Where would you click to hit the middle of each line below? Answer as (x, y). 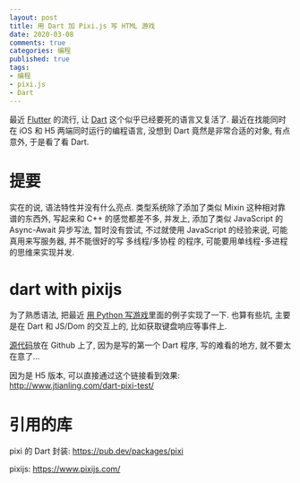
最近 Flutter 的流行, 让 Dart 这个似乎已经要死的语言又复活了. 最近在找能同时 (148, 119)
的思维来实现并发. (42, 253)
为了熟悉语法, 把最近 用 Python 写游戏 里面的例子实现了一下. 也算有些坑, (141, 315)
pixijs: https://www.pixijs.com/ (65, 469)
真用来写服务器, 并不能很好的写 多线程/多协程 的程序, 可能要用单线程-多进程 (149, 241)
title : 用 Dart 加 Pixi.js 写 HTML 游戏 (82, 26)
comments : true (38, 43)
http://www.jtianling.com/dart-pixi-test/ (82, 385)
